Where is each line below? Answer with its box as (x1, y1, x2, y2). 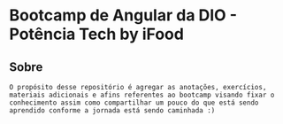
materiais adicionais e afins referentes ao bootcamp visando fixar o (9, 90, 275, 99)
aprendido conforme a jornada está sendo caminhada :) (9, 106, 216, 115)
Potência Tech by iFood (9, 24, 184, 44)
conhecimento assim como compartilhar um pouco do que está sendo (9, 98, 259, 107)
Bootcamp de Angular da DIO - (9, 5, 237, 26)
